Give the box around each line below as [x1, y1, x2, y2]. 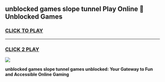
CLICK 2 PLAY [5, 46, 39, 53]
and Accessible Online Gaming [5, 71, 69, 77]
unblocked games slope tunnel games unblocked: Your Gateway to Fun [5, 66, 153, 72]
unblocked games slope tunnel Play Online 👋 [5, 5, 144, 13]
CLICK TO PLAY [5, 27, 43, 34]
